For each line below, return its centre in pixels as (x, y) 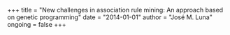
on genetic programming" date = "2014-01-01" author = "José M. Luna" (110, 17)
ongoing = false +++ (37, 24)
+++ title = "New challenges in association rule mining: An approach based (115, 10)
